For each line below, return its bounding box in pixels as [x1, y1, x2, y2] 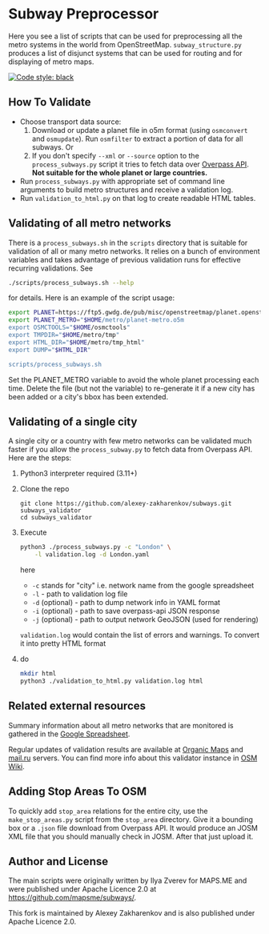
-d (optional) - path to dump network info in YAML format [31, 598, 221, 607]
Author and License [8, 854, 109, 868]
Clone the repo [19, 484, 70, 494]
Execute [19, 527, 47, 537]
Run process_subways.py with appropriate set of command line [19, 176, 226, 186]
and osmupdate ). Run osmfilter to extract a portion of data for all [31, 134, 243, 143]
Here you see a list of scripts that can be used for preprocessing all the [8, 31, 243, 41]
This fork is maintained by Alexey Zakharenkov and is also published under [8, 908, 255, 918]
